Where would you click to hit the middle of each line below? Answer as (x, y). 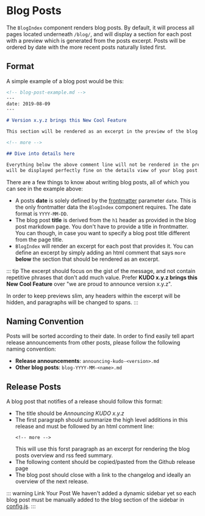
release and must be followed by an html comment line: (85, 427)
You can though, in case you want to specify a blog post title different (103, 233)
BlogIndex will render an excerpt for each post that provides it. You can (104, 246)
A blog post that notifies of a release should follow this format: (85, 402)
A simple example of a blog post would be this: (65, 81)
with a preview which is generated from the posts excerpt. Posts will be (96, 40)
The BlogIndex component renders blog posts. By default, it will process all (100, 28)
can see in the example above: (45, 189)
